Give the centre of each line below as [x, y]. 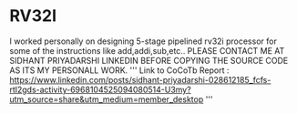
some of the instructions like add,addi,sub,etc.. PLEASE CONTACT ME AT [147, 50]
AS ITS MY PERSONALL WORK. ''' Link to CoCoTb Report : [119, 70]
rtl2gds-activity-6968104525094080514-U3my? [100, 89]
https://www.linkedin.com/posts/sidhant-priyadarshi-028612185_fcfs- [140, 79]
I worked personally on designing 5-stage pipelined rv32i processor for [143, 41]
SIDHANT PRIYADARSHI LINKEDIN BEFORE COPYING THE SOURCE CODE [149, 60]
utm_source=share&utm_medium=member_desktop [107, 99]
